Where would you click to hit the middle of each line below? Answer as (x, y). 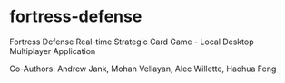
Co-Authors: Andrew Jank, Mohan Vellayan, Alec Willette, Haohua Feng (143, 69)
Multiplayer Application (53, 51)
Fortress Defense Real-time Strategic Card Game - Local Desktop (132, 41)
